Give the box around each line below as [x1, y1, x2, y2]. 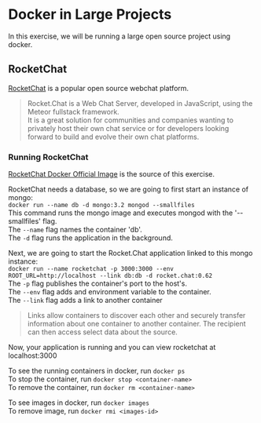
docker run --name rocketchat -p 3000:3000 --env [8, 265, 175, 273]
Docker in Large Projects [8, 5, 172, 24]
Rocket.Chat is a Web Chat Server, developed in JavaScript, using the [27, 98, 253, 108]
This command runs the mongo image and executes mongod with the [8, 208, 233, 217]
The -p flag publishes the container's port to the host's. [8, 279, 187, 288]
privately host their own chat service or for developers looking [27, 123, 230, 133]
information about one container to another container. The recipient [27, 319, 246, 329]
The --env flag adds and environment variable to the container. [8, 287, 212, 297]
